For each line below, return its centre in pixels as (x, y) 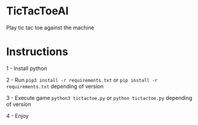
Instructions (37, 52)
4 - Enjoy (17, 115)
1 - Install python (27, 68)
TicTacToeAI (37, 11)
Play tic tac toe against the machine (50, 28)
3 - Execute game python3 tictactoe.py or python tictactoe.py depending (99, 97)
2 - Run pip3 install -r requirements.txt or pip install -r (82, 80)
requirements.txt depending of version (55, 86)
